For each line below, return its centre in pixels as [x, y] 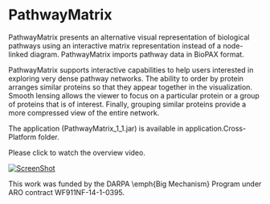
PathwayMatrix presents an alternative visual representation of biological [129, 37]
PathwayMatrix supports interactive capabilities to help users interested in [131, 69]
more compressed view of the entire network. [84, 112]
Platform [22, 137]
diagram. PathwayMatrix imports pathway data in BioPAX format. [137, 54]
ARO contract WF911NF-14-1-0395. [67, 192]
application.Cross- [216, 128]
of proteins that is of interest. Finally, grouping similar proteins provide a [127, 104]
